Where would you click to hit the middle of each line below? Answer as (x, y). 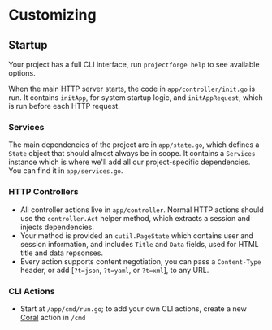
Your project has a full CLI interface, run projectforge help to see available (134, 64)
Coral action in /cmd (53, 317)
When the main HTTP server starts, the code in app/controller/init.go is (132, 89)
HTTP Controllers (43, 192)
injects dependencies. (57, 227)
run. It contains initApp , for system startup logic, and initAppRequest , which (136, 98)
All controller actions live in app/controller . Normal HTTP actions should (142, 210)
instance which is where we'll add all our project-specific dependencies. (130, 162)
